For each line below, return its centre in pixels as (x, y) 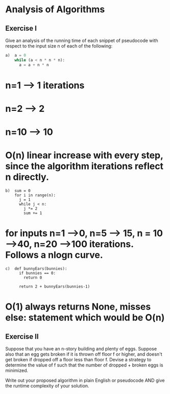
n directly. (27, 177)
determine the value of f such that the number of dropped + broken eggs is (84, 365)
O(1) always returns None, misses (78, 307)
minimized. (17, 370)
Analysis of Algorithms (55, 9)
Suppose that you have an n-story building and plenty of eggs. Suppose (81, 349)
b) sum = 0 (18, 191)
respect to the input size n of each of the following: (59, 46)
